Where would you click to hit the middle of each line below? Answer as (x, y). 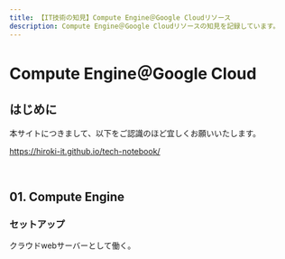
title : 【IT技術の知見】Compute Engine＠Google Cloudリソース (120, 18)
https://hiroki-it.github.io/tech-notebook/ (85, 151)
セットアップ (37, 224)
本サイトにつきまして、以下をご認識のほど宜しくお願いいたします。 (135, 133)
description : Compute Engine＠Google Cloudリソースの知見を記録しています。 (145, 26)
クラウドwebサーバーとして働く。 (73, 245)
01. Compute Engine (67, 196)
